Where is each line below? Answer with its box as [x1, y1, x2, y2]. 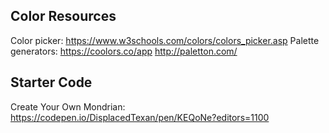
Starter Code [10, 74, 93, 91]
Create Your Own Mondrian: [10, 100, 126, 113]
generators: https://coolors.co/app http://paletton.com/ [10, 45, 238, 57]
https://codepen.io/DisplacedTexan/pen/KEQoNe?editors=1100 [10, 111, 270, 123]
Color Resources [10, 8, 117, 25]
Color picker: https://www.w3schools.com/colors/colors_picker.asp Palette [10, 34, 320, 46]
